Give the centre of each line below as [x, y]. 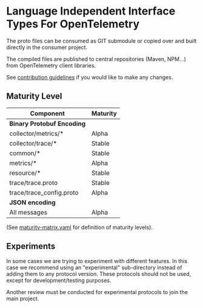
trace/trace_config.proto [44, 192]
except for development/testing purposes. [59, 280]
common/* [25, 153]
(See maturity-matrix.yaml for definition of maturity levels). [80, 227]
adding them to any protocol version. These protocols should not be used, [99, 273]
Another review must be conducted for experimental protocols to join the [97, 292]
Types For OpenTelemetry [73, 24]
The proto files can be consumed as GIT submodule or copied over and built [101, 41]
